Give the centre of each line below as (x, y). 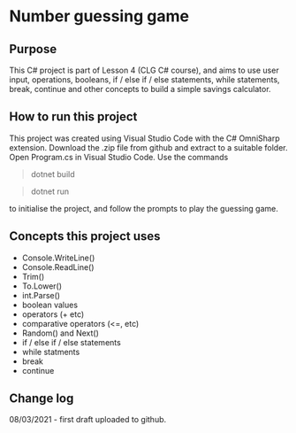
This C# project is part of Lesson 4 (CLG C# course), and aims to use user (144, 70)
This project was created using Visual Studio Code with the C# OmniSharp (144, 138)
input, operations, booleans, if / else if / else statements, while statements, (144, 80)
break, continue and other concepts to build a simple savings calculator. (140, 89)
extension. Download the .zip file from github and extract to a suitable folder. (149, 147)
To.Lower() (42, 286)
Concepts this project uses (85, 236)
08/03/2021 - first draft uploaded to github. (88, 420)
